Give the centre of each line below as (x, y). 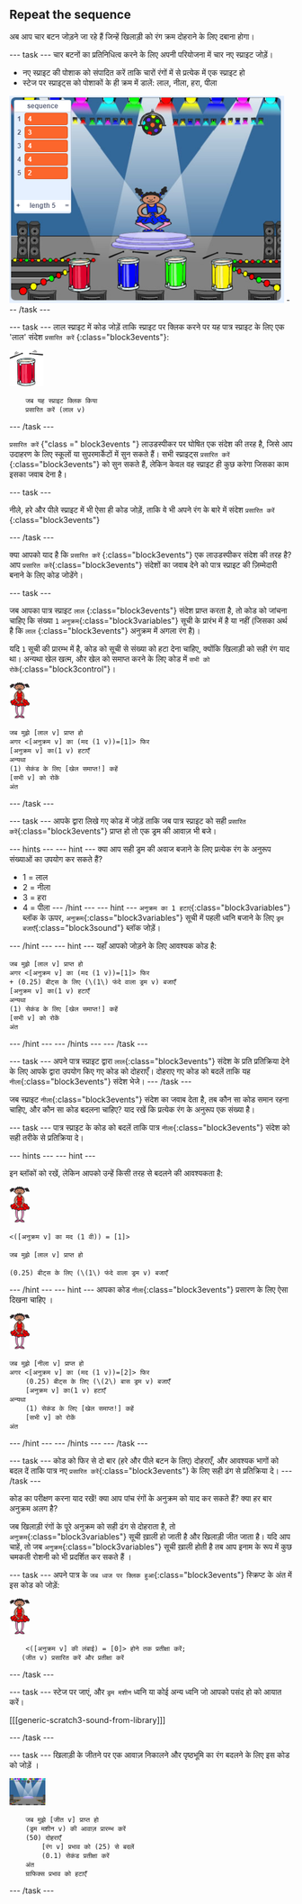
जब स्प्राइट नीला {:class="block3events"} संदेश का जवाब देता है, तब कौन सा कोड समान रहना (149, 1099)
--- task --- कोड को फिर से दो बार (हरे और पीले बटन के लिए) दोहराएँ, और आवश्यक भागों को (144, 1460)
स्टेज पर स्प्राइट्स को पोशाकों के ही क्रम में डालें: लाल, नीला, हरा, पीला (120, 82)
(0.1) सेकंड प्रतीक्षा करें (75, 1855)
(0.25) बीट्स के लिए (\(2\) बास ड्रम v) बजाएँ (98, 1381)
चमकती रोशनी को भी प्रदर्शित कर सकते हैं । (71, 1557)
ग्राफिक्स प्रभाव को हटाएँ (56, 1873)
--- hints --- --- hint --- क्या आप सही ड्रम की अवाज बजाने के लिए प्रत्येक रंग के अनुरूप (140, 849)
